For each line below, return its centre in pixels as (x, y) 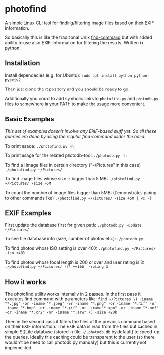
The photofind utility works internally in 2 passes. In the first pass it (73, 294)
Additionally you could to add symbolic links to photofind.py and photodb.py (82, 98)
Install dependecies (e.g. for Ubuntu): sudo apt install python (69, 75)
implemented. (19, 348)
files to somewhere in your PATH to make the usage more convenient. (75, 104)
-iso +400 (15, 253)
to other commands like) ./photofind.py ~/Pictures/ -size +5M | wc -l (78, 198)
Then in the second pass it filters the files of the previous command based (80, 322)
